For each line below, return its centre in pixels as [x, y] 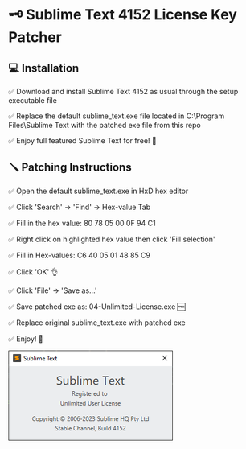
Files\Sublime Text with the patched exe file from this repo [105, 125]
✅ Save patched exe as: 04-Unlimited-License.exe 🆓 [97, 307]
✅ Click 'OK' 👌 [33, 272]
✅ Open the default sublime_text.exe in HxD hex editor [98, 191]
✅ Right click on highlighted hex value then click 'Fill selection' [112, 239]
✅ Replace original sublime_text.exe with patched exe [97, 323]
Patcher [35, 37]
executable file [33, 100]
